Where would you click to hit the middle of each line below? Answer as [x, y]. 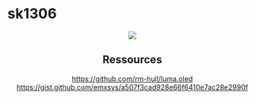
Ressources [132, 60]
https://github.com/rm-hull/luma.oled [132, 79]
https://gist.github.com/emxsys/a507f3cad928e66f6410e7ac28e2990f [132, 87]
